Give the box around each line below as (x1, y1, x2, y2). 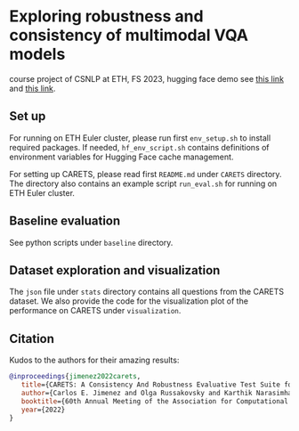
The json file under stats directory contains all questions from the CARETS (9, 287, 285, 297)
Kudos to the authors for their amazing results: (9, 354, 180, 366)
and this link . (9, 83, 56, 94)
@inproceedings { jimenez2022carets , (9, 372, 141, 381)
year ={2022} (20, 405, 66, 414)
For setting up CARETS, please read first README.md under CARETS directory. (9, 168, 282, 179)
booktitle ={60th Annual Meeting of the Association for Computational (20, 396, 289, 406)
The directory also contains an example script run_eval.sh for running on (9, 178, 278, 189)
